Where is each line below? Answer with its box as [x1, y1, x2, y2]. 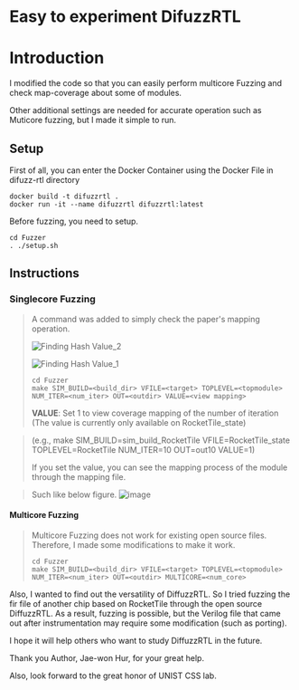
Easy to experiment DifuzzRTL [9, 6, 241, 27]
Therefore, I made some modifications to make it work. [31, 539, 236, 550]
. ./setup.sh [9, 241, 59, 250]
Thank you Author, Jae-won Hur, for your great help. [9, 652, 205, 663]
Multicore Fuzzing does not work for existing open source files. [31, 530, 267, 541]
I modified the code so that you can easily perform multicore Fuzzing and [9, 78, 283, 89]
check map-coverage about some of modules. [9, 88, 182, 99]
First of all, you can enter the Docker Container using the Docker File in [9, 165, 274, 176]
